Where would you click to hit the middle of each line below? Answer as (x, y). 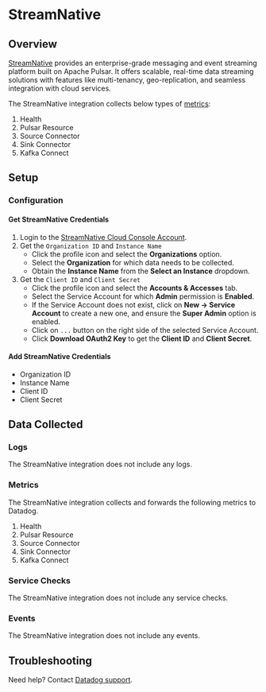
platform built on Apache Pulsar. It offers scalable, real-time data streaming (131, 72)
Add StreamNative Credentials (60, 357)
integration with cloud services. (60, 88)
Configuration (36, 200)
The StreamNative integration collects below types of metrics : (110, 104)
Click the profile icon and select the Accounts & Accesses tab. (135, 288)
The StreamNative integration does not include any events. (104, 636)
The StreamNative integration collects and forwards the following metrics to (132, 502)
